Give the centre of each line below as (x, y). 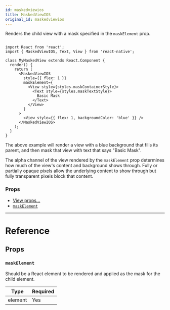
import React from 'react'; (35, 47)
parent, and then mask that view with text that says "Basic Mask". (73, 150)
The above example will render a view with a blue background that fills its (82, 145)
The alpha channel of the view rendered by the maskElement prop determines (85, 160)
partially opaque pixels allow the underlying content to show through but (81, 171)
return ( (24, 69)
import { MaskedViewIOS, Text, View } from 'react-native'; (70, 52)
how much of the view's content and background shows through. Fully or (81, 166)
